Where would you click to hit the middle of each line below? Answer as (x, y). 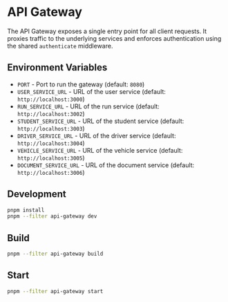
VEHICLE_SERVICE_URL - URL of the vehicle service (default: (100, 150)
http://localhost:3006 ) (51, 172)
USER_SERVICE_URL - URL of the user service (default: (91, 91)
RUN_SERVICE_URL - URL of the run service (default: (88, 106)
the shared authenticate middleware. (60, 46)
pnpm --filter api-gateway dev (52, 216)
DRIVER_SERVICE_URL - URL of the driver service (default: (96, 135)
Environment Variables (57, 67)
